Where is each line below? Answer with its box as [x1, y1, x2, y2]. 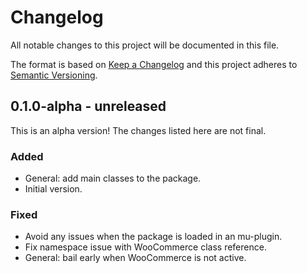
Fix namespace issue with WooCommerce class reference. [24, 241, 267, 253]
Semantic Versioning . [10, 69, 98, 81]
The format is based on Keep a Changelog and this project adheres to [10, 58, 298, 70]
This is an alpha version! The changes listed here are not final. [10, 124, 267, 136]
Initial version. [24, 183, 83, 195]
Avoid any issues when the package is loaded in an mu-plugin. [24, 231, 283, 243]
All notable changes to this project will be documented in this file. [10, 39, 280, 51]
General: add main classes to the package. [24, 172, 202, 185]
